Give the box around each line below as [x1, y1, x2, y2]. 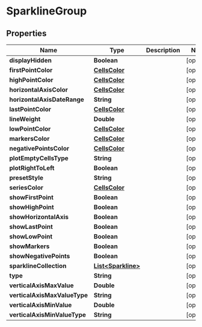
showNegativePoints [9, 252, 70, 260]
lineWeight [9, 115, 41, 123]
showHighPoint [9, 203, 54, 211]
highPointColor [9, 76, 54, 84]
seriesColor [9, 184, 44, 192]
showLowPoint [9, 232, 53, 240]
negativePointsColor [9, 145, 70, 152]
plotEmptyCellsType [9, 154, 69, 162]
